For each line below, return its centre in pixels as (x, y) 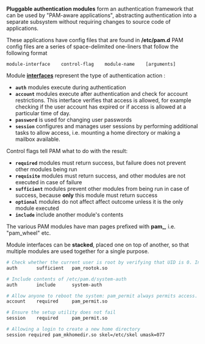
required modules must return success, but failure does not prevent (100, 163)
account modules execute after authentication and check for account (101, 94)
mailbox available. (38, 139)
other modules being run (46, 169)
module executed (37, 208)
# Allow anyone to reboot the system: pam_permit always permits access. (102, 296)
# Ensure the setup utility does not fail (61, 313)
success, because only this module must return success (86, 195)
